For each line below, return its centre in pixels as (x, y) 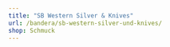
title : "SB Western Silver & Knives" (71, 16)
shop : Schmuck (32, 30)
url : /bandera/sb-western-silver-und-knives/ (85, 23)
